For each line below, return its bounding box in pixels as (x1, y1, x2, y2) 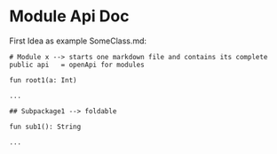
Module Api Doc (9, 6, 130, 27)
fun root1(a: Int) (9, 75, 77, 85)
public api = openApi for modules (9, 60, 145, 69)
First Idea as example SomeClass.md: (9, 35, 147, 46)
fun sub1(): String (9, 122, 82, 131)
